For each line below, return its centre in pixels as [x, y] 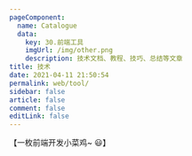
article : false [37, 100]
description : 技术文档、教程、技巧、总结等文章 [104, 58]
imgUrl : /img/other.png [69, 51]
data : [28, 34]
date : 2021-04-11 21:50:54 [59, 75]
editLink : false [39, 116]
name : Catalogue [47, 26]
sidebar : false [37, 91]
